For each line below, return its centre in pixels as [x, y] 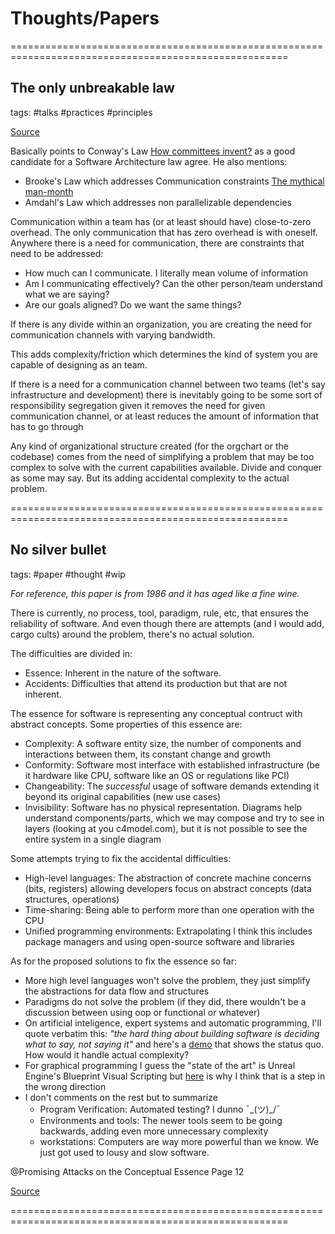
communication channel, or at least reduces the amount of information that [164, 416]
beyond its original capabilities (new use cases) [123, 796]
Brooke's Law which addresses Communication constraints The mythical [174, 181]
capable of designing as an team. [79, 364]
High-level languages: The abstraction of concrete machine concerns [168, 878]
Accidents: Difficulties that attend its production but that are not [156, 683]
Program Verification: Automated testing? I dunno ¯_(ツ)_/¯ [160, 1109]
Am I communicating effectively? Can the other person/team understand [173, 283]
